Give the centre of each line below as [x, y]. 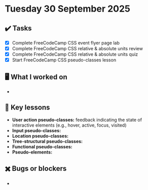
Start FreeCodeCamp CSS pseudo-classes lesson [64, 60]
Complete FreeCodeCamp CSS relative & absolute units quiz [75, 54]
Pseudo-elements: [32, 152]
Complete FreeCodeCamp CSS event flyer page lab [66, 43]
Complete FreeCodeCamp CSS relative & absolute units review [77, 49]
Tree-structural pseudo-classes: [47, 141]
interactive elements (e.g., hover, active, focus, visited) [69, 125]
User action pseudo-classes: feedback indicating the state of [77, 120]
